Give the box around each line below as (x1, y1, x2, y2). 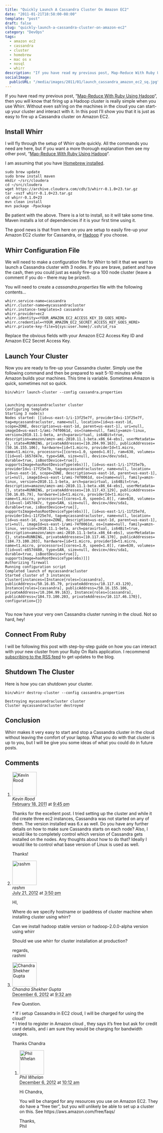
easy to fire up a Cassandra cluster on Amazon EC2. (5, 113, 110, 119)
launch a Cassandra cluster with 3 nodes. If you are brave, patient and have (5, 264, 156, 270)
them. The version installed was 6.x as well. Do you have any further (12, 821, 149, 827)
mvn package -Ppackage (5, 204, 51, 209)
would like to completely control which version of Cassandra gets (12, 831, 143, 837)
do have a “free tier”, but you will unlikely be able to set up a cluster (19, 1103, 154, 1110)
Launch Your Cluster (5, 352, 68, 360)
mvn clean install (5, 200, 42, 204)
